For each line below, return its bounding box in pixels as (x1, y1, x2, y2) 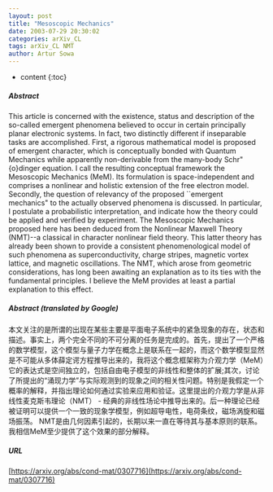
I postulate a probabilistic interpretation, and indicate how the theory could (8, 206, 258, 216)
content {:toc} (19, 72, 67, 81)
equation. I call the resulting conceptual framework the (41, 163, 225, 173)
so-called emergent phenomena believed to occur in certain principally (8, 120, 246, 130)
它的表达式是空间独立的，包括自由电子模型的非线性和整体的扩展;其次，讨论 (8, 365, 260, 375)
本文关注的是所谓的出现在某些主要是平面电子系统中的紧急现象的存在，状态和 (8, 324, 265, 334)
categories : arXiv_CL (8, 34, 82, 43)
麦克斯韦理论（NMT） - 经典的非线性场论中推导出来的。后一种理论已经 (22, 396, 260, 406)
